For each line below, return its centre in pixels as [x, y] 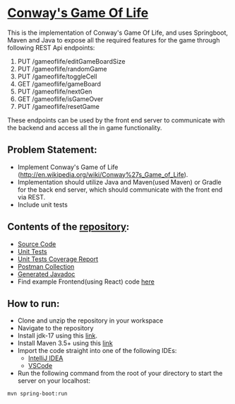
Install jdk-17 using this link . [57, 336]
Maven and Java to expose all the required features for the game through [114, 40]
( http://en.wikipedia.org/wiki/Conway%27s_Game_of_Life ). [103, 174]
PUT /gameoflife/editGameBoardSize [71, 61]
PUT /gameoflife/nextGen [55, 91]
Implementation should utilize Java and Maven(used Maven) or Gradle [119, 182]
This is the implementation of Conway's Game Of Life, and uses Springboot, [117, 33]
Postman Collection [46, 266]
